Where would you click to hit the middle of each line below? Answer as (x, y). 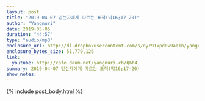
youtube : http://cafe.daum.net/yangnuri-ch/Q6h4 (75, 63)
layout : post (23, 12)
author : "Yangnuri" (31, 23)
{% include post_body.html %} (45, 91)
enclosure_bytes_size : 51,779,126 (50, 52)
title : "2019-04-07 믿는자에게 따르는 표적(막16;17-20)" (73, 18)
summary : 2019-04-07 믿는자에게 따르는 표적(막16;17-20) (73, 68)
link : (13, 57)
